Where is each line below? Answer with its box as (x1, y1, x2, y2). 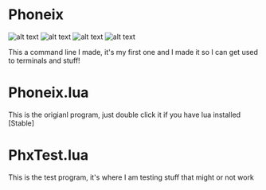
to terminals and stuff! (8, 56, 81, 65)
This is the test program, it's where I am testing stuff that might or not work (8, 173, 255, 182)
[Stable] (8, 118, 34, 128)
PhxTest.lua (8, 146, 89, 165)
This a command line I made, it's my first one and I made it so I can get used (8, 47, 259, 56)
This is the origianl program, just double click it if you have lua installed (8, 110, 241, 119)
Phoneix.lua (8, 83, 89, 102)
